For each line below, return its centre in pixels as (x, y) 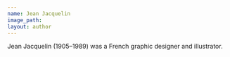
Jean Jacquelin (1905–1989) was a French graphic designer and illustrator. (115, 47)
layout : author (30, 26)
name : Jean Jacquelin (39, 14)
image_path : (25, 20)
